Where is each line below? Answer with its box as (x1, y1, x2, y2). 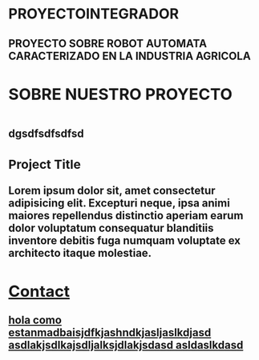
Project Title (8, 157, 82, 173)
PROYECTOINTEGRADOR (8, 5, 179, 23)
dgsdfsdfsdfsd (8, 126, 84, 140)
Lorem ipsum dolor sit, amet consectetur (8, 183, 216, 197)
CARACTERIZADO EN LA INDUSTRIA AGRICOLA (8, 49, 251, 62)
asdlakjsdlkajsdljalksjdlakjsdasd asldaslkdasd (8, 338, 244, 352)
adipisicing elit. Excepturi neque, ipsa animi (8, 196, 230, 210)
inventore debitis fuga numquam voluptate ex (8, 234, 241, 247)
